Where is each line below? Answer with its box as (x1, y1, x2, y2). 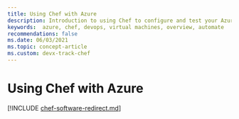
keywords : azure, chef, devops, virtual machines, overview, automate (7, 23, 224, 30)
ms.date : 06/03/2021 (7, 37, 69, 44)
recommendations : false (7, 30, 78, 38)
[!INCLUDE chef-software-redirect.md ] (7, 103, 122, 112)
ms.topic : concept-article (7, 43, 87, 50)
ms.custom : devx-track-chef (7, 50, 91, 57)
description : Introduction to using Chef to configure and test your (7, 17, 218, 24)
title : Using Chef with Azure (7, 10, 97, 18)
